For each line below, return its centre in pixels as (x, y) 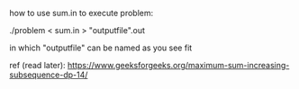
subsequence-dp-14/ (49, 75)
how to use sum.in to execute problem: (82, 13)
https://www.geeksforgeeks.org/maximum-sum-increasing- (178, 65)
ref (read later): (37, 65)
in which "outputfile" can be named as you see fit (101, 48)
